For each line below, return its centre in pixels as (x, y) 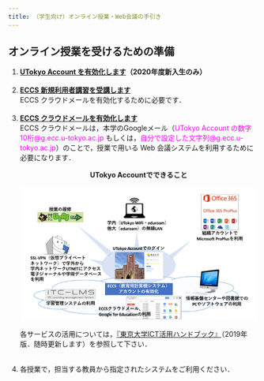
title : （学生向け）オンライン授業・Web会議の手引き (85, 17)
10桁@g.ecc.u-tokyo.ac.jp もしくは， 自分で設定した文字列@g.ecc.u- (131, 138)
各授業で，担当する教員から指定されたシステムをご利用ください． (127, 369)
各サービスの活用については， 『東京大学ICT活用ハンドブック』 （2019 (130, 334)
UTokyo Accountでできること (139, 175)
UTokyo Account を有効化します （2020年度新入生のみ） (113, 72)
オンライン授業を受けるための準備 (91, 52)
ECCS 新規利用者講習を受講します (75, 90)
